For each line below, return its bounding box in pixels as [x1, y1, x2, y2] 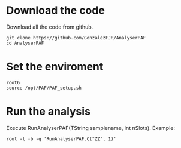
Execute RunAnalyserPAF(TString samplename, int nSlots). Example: [6, 124, 176, 131]
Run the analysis [6, 105, 91, 118]
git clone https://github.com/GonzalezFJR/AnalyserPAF [6, 35, 146, 41]
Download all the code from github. [6, 23, 93, 30]
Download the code [6, 4, 105, 17]
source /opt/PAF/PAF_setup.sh [6, 85, 82, 91]
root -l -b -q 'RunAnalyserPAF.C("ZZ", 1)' [6, 135, 117, 142]
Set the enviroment [6, 60, 104, 73]
